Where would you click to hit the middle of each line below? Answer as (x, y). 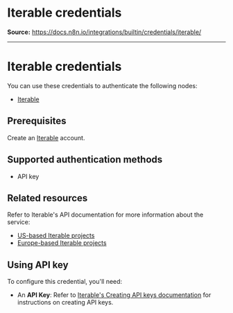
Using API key (38, 265)
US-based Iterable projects (56, 236)
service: (19, 222)
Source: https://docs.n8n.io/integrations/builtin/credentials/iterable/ (104, 32)
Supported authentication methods (85, 160)
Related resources (48, 198)
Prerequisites (37, 121)
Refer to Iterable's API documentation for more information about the (105, 215)
